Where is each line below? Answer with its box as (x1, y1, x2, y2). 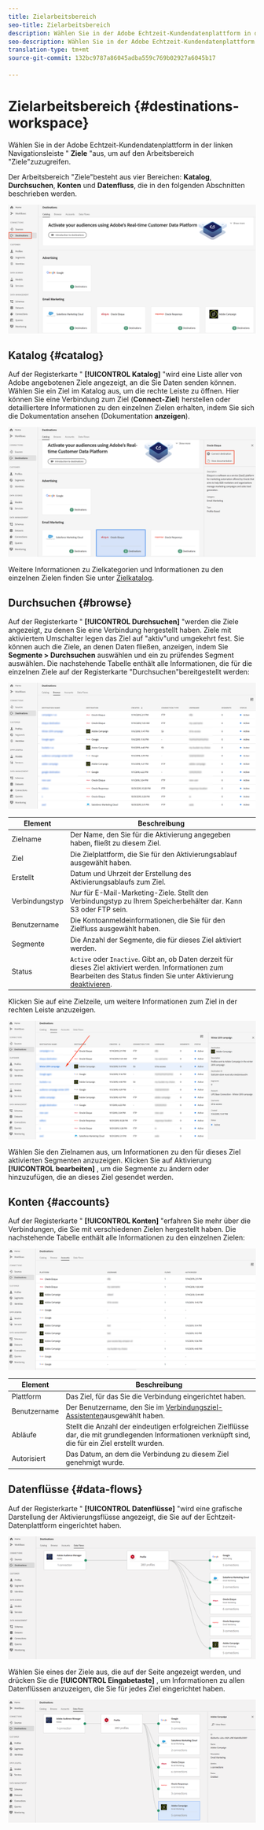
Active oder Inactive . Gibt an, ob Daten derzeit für (70, 954, 233, 963)
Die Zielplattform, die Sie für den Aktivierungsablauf (70, 849, 237, 859)
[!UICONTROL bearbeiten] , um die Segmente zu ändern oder (8, 1164, 210, 1174)
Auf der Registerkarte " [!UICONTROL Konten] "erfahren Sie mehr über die (8, 1216, 251, 1226)
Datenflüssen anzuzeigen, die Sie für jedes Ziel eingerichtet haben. (8, 1684, 225, 1693)
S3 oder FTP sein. (70, 905, 128, 915)
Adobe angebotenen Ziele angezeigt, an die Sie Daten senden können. (8, 378, 237, 387)
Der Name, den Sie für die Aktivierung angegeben (70, 830, 231, 840)
